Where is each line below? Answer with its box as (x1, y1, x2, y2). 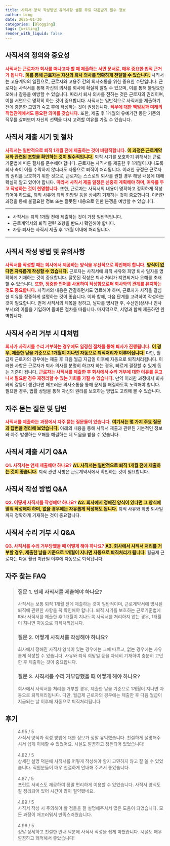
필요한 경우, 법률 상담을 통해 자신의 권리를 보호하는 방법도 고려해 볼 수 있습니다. (5, 388, 162, 394)
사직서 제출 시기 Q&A (5, 448, 68, 457)
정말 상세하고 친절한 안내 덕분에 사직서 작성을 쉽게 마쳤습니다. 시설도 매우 (17, 828, 162, 834)
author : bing (5, 12, 33, 17)
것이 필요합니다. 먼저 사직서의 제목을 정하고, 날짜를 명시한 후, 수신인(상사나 (5, 300, 153, 306)
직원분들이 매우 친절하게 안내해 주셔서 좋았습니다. (32, 764, 130, 770)
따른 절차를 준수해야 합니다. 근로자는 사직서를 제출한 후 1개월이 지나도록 (22, 160, 163, 166)
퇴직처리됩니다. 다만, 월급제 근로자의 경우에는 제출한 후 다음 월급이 (31, 692, 162, 698)
